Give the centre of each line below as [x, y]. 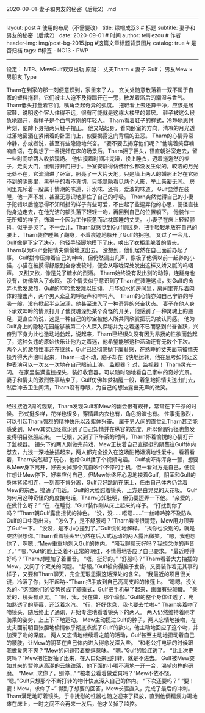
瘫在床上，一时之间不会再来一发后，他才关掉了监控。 [73, 704]
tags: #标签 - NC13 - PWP [56, 50]
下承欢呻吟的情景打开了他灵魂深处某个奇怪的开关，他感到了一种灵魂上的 [97, 311]
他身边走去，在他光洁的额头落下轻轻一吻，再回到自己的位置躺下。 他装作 [98, 212]
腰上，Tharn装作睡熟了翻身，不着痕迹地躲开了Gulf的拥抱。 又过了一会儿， [100, 235]
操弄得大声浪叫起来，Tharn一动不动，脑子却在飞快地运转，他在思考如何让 [99, 357]
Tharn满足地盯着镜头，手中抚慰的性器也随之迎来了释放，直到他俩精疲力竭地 [102, 696]
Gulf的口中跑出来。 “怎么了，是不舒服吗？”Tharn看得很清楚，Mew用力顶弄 [100, 520]
